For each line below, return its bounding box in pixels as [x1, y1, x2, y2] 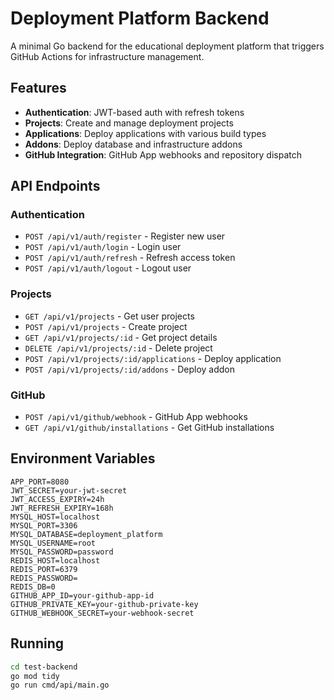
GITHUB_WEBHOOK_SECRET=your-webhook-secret [10, 608, 195, 618]
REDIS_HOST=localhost [10, 555, 101, 566]
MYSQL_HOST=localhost [10, 512, 101, 522]
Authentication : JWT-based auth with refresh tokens [24, 106, 245, 118]
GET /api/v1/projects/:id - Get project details [24, 331, 218, 343]
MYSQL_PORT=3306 [10, 520, 78, 531]
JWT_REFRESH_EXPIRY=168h [10, 503, 114, 513]
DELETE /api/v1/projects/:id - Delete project [24, 342, 213, 354]
